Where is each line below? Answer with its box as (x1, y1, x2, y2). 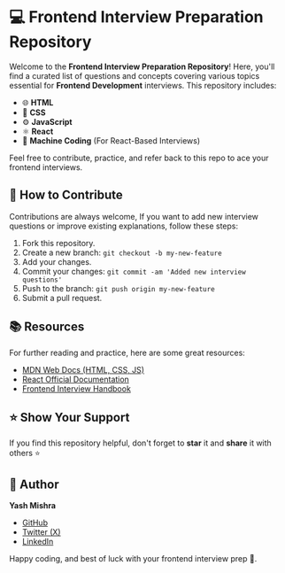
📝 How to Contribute (9, 188, 124, 203)
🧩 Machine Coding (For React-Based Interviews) (21, 135, 201, 146)
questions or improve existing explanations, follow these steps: (9, 221, 239, 231)
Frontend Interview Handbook (21, 383, 131, 394)
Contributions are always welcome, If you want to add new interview (9, 211, 259, 221)
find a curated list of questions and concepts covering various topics (9, 70, 260, 81)
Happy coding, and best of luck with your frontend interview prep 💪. (9, 554, 258, 564)
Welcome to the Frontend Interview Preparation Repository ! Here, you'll (9, 61, 275, 72)
